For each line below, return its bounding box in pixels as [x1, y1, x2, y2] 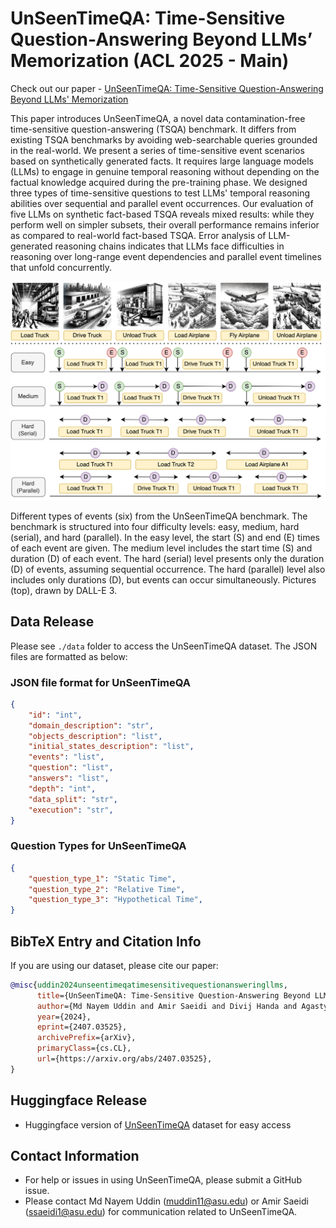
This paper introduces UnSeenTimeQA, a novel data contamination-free [10, 112, 306, 124]
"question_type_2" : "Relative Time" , [28, 884, 186, 894]
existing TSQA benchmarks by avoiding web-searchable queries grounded [10, 133, 318, 146]
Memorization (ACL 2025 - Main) [10, 50, 290, 72]
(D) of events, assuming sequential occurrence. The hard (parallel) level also [10, 563, 326, 575]
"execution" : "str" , [28, 805, 114, 815]
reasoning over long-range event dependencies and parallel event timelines [10, 250, 322, 262]
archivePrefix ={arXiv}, [36, 1033, 137, 1043]
